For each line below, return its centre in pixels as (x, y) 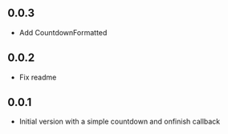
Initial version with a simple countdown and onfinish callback (120, 122)
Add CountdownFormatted (63, 32)
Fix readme (38, 77)
